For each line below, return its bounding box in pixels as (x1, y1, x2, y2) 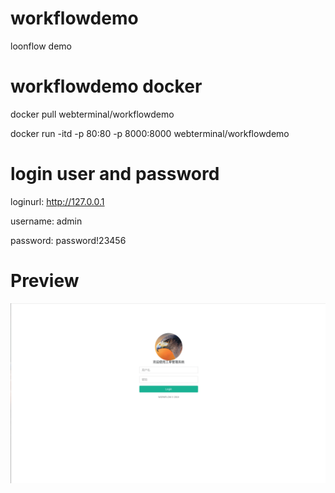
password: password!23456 (10, 234, 127, 246)
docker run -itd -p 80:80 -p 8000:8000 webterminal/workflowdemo (10, 127, 290, 139)
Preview (10, 270, 80, 292)
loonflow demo (10, 40, 72, 52)
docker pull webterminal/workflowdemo (10, 108, 175, 120)
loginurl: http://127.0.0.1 (10, 195, 105, 207)
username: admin (10, 215, 83, 227)
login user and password (10, 163, 220, 186)
